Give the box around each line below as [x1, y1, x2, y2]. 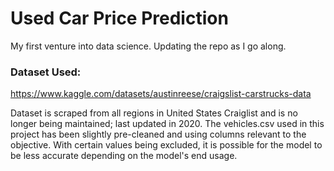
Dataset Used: [10, 65, 82, 79]
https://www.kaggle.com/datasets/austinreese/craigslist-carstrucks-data [10, 88, 312, 100]
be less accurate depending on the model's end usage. [10, 150, 238, 162]
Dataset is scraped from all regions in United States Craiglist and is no [10, 107, 298, 119]
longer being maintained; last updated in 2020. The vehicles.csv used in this [10, 118, 325, 130]
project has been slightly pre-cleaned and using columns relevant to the [10, 128, 307, 141]
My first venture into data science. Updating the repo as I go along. [10, 40, 287, 52]
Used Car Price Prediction [10, 7, 229, 30]
